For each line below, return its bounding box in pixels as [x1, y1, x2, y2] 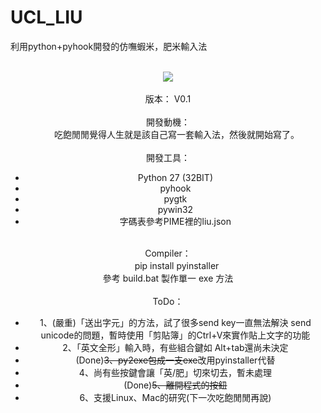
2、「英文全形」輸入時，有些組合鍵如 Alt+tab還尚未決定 [62, 341, 289, 353]
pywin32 [157, 203, 194, 215]
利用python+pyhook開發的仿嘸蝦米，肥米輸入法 [10, 40, 208, 52]
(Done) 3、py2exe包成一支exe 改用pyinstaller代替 [75, 354, 276, 366]
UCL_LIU [10, 6, 83, 29]
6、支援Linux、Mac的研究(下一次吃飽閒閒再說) [79, 391, 272, 403]
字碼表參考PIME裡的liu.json [119, 215, 232, 227]
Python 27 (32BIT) [137, 171, 214, 183]
